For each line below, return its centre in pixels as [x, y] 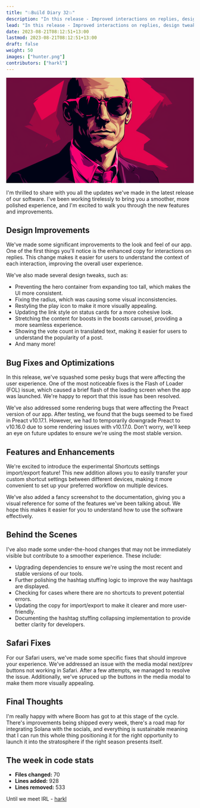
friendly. [25, 611]
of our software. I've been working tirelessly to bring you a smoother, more [98, 199]
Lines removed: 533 [40, 787]
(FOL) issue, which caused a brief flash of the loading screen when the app [99, 390]
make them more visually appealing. [50, 683]
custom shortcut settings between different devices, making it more [89, 479]
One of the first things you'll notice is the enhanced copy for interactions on [99, 251]
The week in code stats [50, 760]
